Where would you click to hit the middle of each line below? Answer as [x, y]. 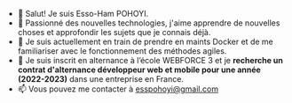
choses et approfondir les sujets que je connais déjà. [114, 32]
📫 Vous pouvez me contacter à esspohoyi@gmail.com [118, 89]
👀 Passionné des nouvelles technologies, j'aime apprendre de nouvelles [149, 23]
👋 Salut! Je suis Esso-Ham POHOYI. [83, 14]
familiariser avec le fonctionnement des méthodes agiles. [122, 51]
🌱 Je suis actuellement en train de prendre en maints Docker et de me [145, 41]
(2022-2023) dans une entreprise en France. [101, 79]
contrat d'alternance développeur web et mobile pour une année [139, 70]
